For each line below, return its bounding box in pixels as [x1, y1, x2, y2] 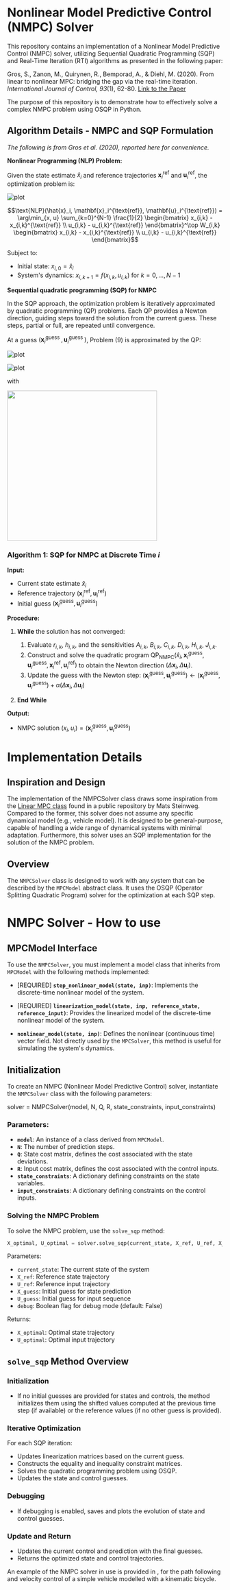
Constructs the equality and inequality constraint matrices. [16, 1460, 183, 1468]
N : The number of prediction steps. [16, 1143, 115, 1151]
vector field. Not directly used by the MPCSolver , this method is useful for [16, 1037, 222, 1045]
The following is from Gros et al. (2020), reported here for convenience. [7, 143, 210, 152]
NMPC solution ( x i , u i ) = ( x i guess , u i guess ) [16, 722, 131, 733]
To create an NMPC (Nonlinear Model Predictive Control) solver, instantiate [7, 1082, 218, 1090]
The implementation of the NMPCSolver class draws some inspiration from [7, 794, 218, 803]
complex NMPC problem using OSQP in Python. [7, 105, 142, 113]
